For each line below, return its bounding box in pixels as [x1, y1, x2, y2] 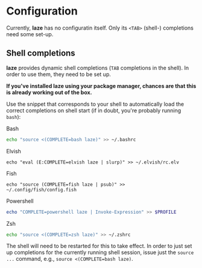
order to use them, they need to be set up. [6, 71, 112, 78]
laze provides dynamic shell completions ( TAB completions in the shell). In [6, 64, 189, 71]
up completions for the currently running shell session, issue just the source [6, 249, 194, 256]
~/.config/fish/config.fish [6, 187, 77, 193]
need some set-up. [6, 30, 54, 37]
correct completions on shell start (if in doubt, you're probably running [6, 107, 181, 114]
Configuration [6, 4, 78, 18]
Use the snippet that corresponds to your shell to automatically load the [6, 100, 185, 107]
